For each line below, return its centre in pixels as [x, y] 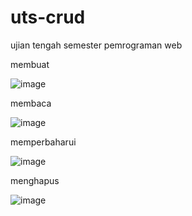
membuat [30, 64]
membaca [31, 103]
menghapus [35, 180]
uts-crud [48, 17]
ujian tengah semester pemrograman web [96, 45]
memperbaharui [43, 142]
